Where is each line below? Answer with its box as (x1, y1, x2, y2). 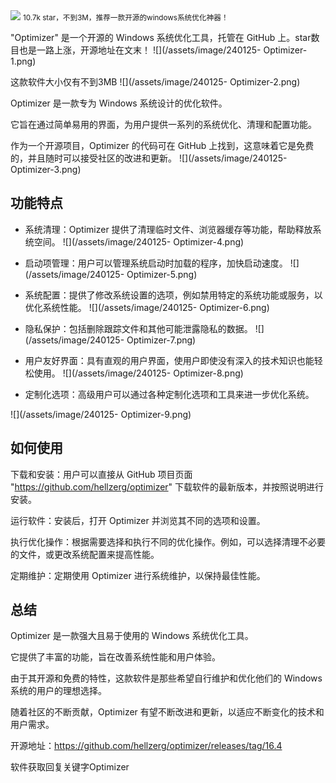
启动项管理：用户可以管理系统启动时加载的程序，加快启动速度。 (24, 257, 288, 269)
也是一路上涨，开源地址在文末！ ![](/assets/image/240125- (18, 44, 262, 56)
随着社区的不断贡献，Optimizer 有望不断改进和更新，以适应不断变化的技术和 (10, 706, 325, 718)
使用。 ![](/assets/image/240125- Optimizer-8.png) (33, 367, 244, 379)
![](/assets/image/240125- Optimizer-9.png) (10, 408, 192, 420)
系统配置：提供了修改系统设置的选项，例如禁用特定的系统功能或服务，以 (24, 289, 323, 301)
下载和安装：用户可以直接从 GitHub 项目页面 (10, 468, 193, 480)
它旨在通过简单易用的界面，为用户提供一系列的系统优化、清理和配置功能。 (10, 119, 317, 130)
